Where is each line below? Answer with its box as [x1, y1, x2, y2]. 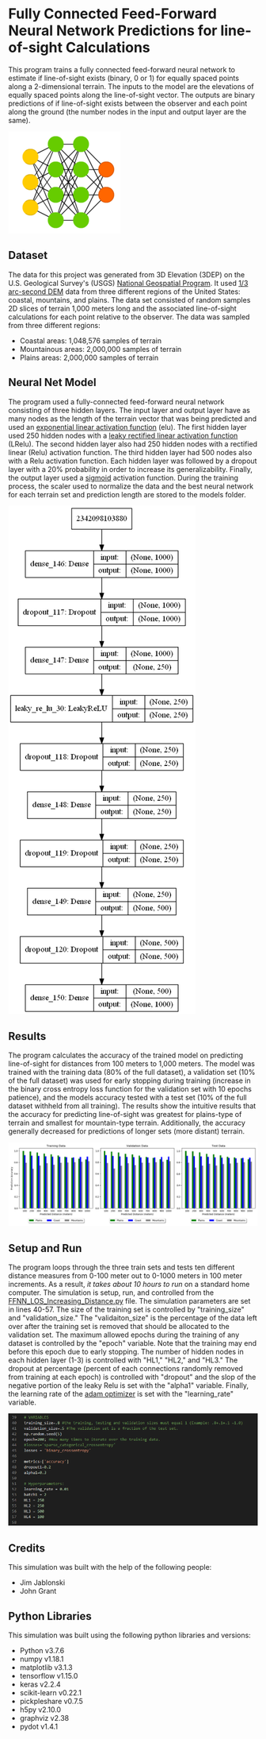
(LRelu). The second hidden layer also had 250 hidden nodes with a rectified [8, 439, 258, 449]
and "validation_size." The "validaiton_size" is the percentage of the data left [8, 1313, 257, 1323]
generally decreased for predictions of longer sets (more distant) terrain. [8, 1126, 245, 1136]
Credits [8, 1541, 46, 1555]
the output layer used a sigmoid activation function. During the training [8, 473, 239, 482]
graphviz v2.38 [19, 1714, 70, 1723]
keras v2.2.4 [19, 1679, 61, 1689]
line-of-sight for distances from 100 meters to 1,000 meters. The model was [8, 1059, 256, 1069]
